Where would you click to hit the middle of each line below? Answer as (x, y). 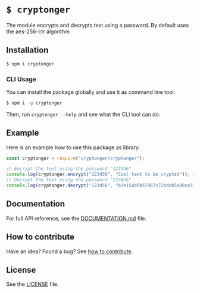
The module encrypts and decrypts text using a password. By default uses (98, 25)
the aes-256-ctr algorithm (38, 31)
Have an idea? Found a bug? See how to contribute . (69, 251)
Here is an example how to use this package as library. (73, 147)
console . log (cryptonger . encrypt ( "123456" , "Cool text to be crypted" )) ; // (102, 174)
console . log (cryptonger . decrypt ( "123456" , (60, 185)
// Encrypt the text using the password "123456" (69, 169)
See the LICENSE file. (32, 284)
